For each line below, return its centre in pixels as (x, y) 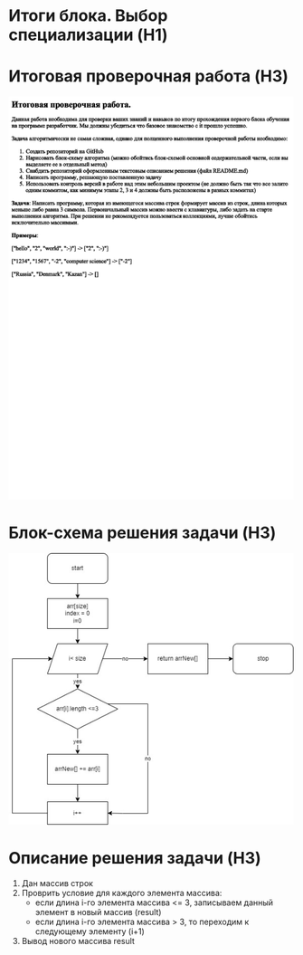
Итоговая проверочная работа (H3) (148, 76)
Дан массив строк (57, 883)
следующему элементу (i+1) (90, 931)
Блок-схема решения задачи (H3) (142, 533)
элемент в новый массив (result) (98, 912)
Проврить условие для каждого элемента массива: (122, 893)
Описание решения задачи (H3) (135, 859)
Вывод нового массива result (78, 941)
